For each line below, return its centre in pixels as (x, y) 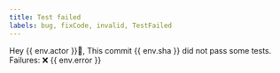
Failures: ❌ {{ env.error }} (55, 60)
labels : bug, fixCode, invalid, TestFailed (91, 26)
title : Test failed (45, 17)
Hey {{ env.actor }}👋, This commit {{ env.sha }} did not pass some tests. (140, 50)
